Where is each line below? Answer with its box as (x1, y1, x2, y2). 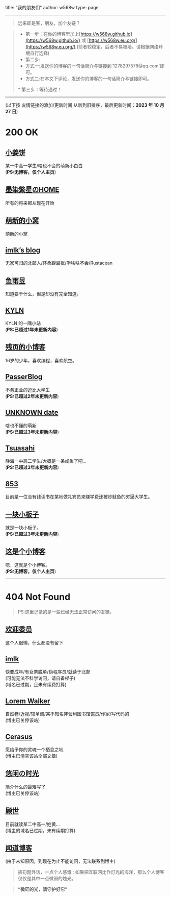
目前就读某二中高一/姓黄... (5, 821, 60, 827)
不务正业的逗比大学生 (5, 387, 50, 393)
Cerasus (5, 732, 33, 741)
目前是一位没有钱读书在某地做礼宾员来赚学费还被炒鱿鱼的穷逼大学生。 (5, 494, 153, 500)
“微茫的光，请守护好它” (17, 886, 68, 892)
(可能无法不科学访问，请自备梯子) (5, 675, 76, 681)
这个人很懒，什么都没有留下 (5, 639, 64, 645)
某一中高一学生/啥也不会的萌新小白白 (5, 163, 83, 168)
